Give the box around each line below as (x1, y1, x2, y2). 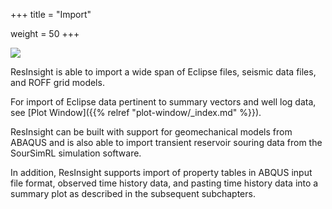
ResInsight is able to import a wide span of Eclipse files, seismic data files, (10, 66, 317, 78)
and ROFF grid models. (10, 77, 105, 88)
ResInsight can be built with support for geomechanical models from (10, 126, 293, 138)
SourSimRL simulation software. (10, 147, 142, 159)
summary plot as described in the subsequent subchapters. (10, 188, 256, 199)
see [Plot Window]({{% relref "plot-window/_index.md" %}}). (10, 107, 262, 118)
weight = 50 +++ (10, 28, 80, 39)
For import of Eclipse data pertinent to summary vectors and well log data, (10, 96, 317, 108)
